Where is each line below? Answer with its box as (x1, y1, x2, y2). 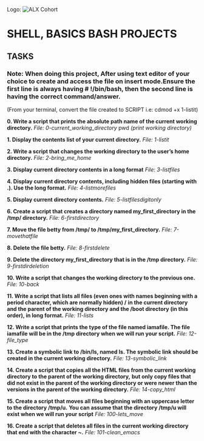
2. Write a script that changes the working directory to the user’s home (7, 148, 190, 155)
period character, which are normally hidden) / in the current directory (7, 298, 188, 306)
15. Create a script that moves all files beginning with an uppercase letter (7, 397, 195, 405)
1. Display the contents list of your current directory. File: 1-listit (7, 135, 169, 143)
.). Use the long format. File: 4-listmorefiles (7, 184, 116, 191)
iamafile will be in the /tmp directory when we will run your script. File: (7, 330, 188, 337)
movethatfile (7, 232, 38, 239)
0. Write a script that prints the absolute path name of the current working (7, 117, 197, 125)
